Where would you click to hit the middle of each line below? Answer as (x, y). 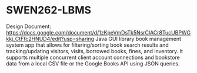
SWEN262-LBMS (49, 10)
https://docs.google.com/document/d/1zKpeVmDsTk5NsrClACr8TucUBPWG (98, 32)
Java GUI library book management (138, 39)
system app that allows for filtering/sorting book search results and (87, 45)
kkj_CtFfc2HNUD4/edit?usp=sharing (50, 39)
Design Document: (29, 26)
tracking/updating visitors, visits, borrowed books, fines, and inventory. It (95, 51)
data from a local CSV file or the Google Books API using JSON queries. (93, 63)
